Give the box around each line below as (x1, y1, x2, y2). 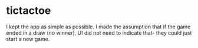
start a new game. (6, 35, 50, 42)
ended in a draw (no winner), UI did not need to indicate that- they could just (6, 29, 192, 36)
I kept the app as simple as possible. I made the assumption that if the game (6, 23, 191, 30)
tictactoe (6, 4, 51, 17)
